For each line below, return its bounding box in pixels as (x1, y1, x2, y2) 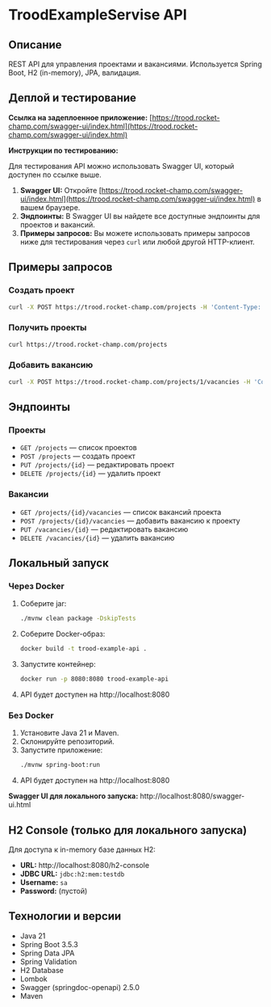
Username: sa (19, 878, 68, 887)
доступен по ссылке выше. (8, 170, 102, 179)
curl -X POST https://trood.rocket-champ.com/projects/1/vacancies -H (8, 377, 251, 386)
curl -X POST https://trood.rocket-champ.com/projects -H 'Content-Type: (8, 303, 262, 311)
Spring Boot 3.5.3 (19, 939, 78, 949)
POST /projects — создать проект (19, 451, 135, 461)
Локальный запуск (8, 556, 109, 571)
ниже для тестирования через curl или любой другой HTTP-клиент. (19, 237, 256, 246)
